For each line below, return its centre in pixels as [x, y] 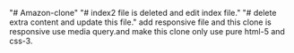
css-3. [21, 41]
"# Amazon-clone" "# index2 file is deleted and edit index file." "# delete [143, 13]
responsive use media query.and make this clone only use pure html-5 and [147, 31]
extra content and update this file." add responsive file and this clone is [140, 22]
